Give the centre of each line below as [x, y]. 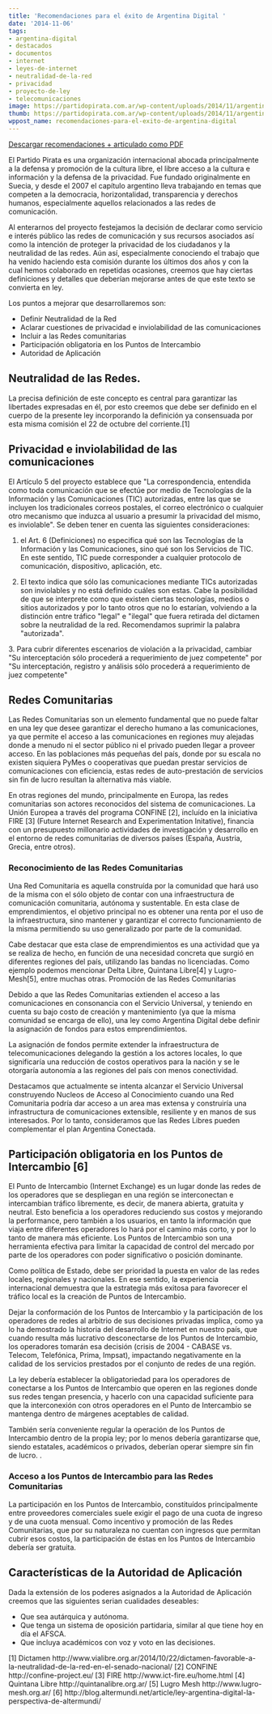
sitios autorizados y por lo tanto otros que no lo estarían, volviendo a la [138, 607]
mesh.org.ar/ [30, 1692]
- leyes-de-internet [43, 69]
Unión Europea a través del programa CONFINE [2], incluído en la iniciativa [133, 812]
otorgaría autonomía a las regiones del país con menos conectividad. [123, 1070]
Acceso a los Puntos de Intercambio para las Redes [111, 1476]
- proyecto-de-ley [39, 91]
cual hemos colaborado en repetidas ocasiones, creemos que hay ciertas [131, 270]
